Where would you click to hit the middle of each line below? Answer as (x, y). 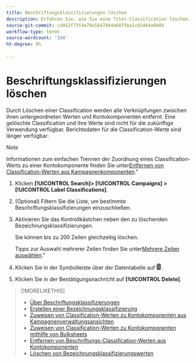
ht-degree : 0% (24, 44)
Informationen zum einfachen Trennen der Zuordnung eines (80, 159)
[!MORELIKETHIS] (43, 291)
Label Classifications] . (79, 189)
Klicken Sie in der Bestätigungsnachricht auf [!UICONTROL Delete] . (98, 279)
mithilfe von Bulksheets (59, 334)
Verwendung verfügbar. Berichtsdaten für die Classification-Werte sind (94, 129)
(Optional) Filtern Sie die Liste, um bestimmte (71, 201)
